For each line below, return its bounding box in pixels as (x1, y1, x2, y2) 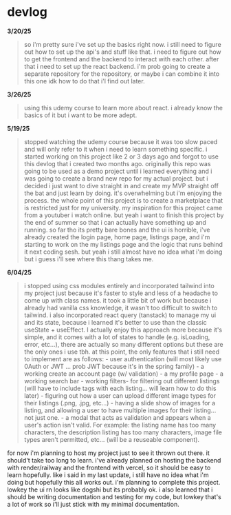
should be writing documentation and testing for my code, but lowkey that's (7, 492, 222, 501)
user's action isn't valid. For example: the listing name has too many (23, 421, 217, 429)
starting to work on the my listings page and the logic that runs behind (23, 240, 223, 248)
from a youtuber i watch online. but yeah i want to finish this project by (23, 211, 224, 219)
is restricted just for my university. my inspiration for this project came (23, 203, 223, 212)
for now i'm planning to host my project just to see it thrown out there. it (7, 449, 210, 457)
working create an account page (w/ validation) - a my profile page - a (23, 370, 223, 378)
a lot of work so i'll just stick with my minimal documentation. (7, 500, 180, 508)
